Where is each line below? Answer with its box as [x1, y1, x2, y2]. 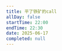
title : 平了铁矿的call [6, 8, 57, 15]
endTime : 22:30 [6, 25, 43, 31]
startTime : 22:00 [6, 19, 49, 25]
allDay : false [6, 14, 41, 20]
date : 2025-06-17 [6, 30, 49, 36]
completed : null [6, 36, 46, 42]
